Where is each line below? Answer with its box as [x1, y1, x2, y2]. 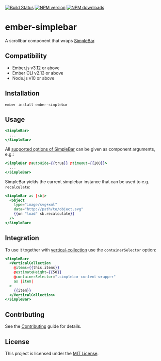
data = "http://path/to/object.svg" [14, 207, 83, 212]
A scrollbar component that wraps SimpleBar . [5, 38, 96, 43]
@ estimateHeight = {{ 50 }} [14, 270, 62, 275]
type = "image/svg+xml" [14, 202, 57, 207]
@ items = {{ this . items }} [14, 266, 60, 270]
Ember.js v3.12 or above [12, 65, 60, 71]
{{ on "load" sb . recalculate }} [14, 211, 75, 216]
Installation [5, 89, 40, 97]
